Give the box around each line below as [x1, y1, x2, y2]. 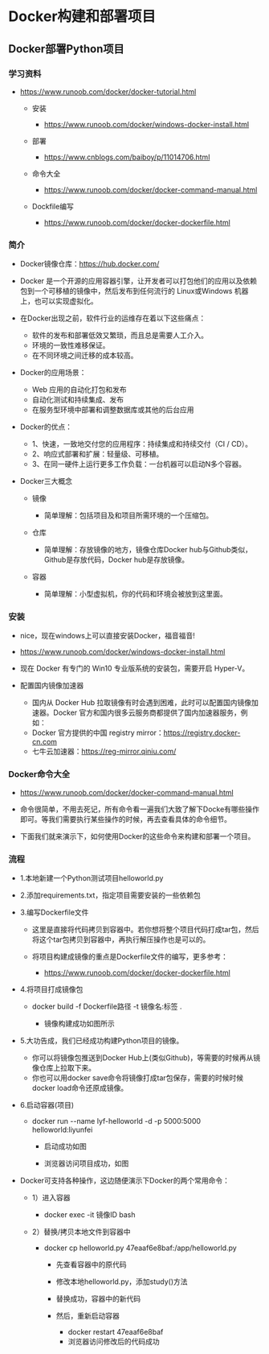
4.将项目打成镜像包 [19, 985, 84, 994]
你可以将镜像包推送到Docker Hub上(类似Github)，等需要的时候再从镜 [31, 1053, 261, 1063]
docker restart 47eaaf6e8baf [67, 1327, 164, 1337]
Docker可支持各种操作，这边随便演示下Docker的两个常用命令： [19, 1176, 230, 1186]
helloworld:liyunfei [31, 1125, 93, 1135]
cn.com [31, 737, 58, 747]
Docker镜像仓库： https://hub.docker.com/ [19, 259, 160, 269]
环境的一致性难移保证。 [31, 341, 110, 350]
